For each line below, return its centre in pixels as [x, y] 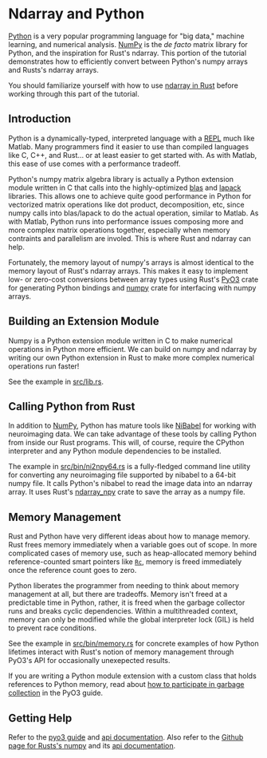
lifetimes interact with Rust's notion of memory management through [121, 652]
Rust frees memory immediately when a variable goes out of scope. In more [133, 545]
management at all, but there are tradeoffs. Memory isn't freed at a [118, 594]
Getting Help [40, 718]
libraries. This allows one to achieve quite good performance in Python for [130, 195]
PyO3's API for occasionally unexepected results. [89, 661]
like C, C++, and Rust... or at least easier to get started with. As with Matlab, [133, 155]
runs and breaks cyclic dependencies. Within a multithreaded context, [123, 611]
